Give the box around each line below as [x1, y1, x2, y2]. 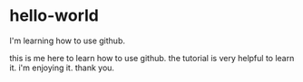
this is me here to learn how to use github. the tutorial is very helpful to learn [9, 52, 295, 63]
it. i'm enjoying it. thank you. [9, 62, 115, 73]
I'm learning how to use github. [9, 35, 125, 46]
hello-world [9, 5, 100, 26]
